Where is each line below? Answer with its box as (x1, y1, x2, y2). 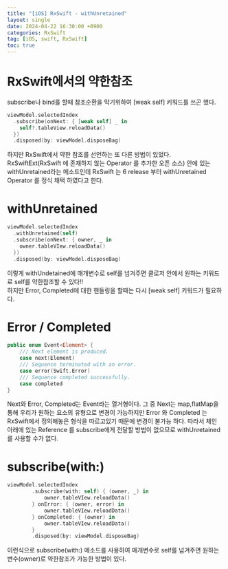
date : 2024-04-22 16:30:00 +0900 (7, 23, 103, 30)
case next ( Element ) (19, 355, 76, 362)
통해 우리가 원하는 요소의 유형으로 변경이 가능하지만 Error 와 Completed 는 (7, 409, 208, 417)
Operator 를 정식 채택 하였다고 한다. (7, 176, 104, 184)
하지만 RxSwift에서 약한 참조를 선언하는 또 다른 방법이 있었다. (7, 151, 172, 159)
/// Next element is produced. (19, 348, 109, 355)
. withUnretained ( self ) (13, 230, 78, 237)
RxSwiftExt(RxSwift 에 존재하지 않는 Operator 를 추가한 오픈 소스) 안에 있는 (7, 159, 211, 167)
